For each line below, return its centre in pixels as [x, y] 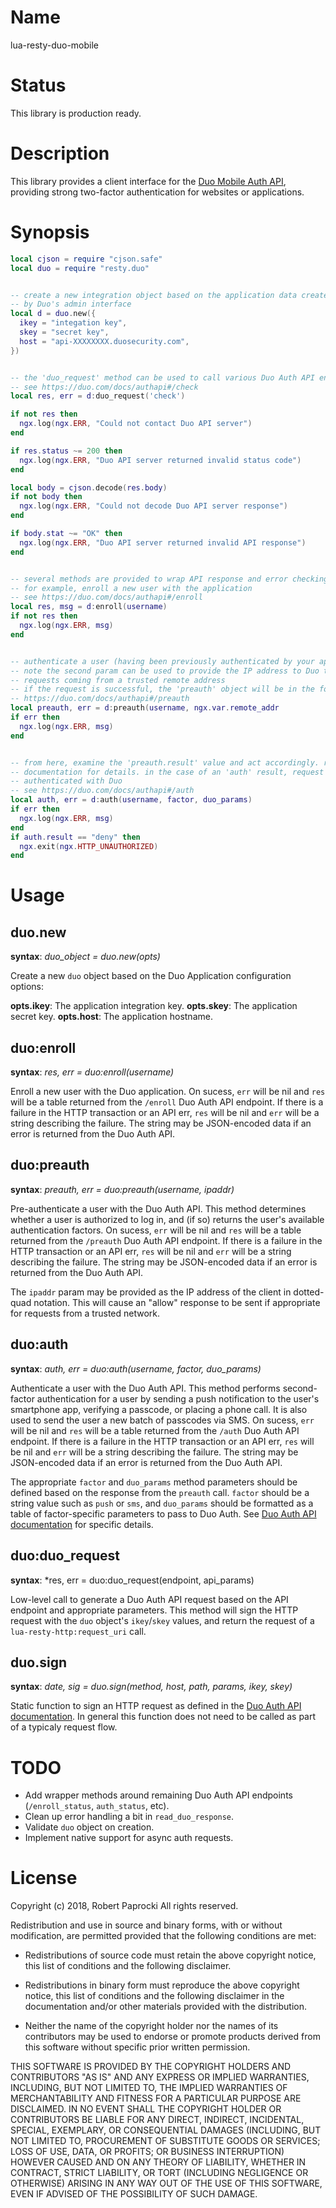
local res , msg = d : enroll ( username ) [89, 607]
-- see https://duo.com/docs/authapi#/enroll [106, 597]
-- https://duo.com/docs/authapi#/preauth [100, 699]
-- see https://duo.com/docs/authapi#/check [104, 387]
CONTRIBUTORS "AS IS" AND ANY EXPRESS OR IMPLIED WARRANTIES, [160, 2077]
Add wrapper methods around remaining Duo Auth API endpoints [158, 1795]
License [44, 1878]
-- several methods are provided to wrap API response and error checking [169, 579]
